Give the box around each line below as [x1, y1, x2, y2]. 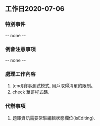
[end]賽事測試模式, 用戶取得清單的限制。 [12, 83, 96, 89]
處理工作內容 [5, 70, 36, 77]
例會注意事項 [5, 46, 36, 53]
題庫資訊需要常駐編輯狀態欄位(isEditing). [12, 115, 96, 121]
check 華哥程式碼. [12, 89, 50, 95]
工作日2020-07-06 [5, 4, 65, 13]
